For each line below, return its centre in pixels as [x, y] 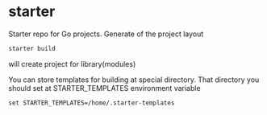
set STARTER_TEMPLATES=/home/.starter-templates [92, 103]
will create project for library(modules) [72, 64]
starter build [32, 48]
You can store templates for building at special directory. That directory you [134, 80]
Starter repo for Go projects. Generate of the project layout [106, 34]
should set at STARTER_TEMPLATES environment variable [104, 88]
